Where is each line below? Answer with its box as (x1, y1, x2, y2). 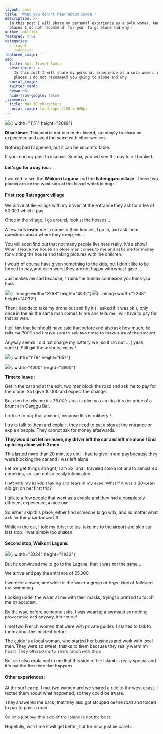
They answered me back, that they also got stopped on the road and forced (5, 700, 156, 705)
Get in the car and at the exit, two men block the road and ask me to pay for (5, 384, 156, 389)
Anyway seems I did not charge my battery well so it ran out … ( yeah (5, 339, 144, 345)
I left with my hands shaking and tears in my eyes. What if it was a (5, 480, 137, 486)
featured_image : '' (5, 52, 45, 57)
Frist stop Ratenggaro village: (5, 192, 66, 198)
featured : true (5, 34, 36, 39)
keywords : (9, 88, 29, 93)
